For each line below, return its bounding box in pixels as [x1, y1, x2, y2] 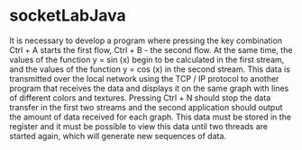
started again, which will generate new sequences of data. [9, 130, 227, 141]
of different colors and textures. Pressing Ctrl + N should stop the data [9, 92, 271, 103]
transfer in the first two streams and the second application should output [9, 101, 283, 112]
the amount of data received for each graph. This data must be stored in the [9, 111, 291, 122]
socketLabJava [9, 5, 126, 26]
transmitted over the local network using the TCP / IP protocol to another [9, 73, 279, 84]
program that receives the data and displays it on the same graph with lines [9, 83, 289, 93]
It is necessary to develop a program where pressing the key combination [9, 35, 282, 46]
